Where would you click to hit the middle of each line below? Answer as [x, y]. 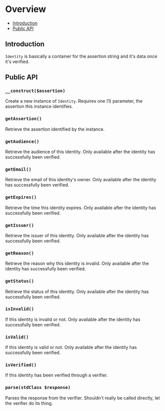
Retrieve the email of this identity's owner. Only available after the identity [81, 180]
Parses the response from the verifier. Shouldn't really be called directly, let [83, 398]
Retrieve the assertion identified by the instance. [55, 129]
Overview [26, 9]
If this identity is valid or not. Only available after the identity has [71, 347]
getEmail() [18, 169]
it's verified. [17, 62]
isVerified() [21, 365]
